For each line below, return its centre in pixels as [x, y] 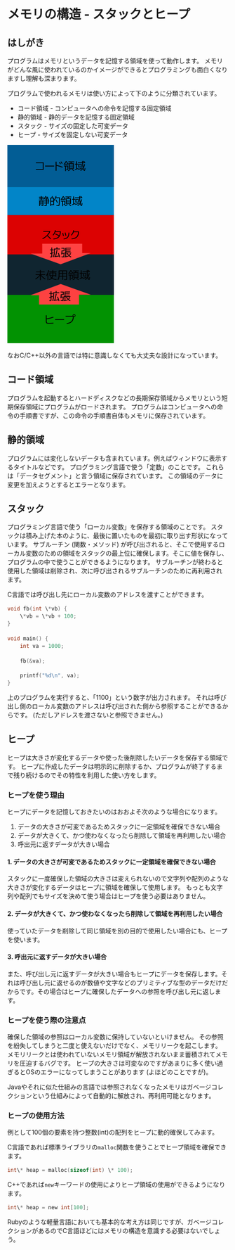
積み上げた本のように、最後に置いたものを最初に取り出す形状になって [127, 536]
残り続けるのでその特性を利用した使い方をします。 [87, 775]
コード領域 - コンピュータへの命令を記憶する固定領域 [94, 108]
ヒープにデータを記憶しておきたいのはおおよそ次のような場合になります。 [114, 812]
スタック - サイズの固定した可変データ [73, 126]
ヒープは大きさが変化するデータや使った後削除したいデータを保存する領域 [115, 758]
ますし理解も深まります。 [44, 78]
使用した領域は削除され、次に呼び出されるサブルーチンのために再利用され [115, 571]
